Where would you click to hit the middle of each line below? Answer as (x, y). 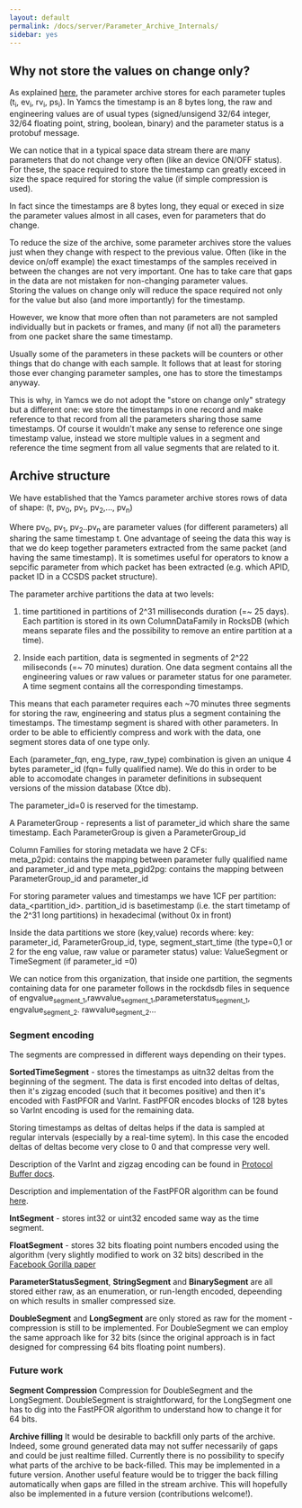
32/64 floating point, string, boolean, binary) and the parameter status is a (147, 123)
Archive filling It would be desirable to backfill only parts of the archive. (142, 1436)
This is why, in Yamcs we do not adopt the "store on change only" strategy (147, 399)
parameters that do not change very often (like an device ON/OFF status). (146, 159)
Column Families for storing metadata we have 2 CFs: (108, 850)
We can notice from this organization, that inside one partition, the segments (151, 979)
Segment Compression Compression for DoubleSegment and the (131, 1390)
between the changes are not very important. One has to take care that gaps (151, 271)
